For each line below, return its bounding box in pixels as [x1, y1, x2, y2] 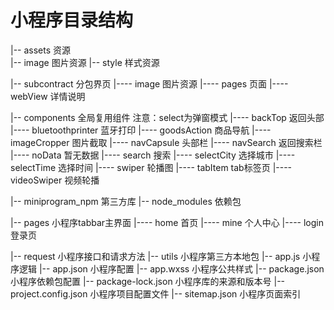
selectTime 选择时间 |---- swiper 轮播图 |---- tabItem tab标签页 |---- [10, 161, 293, 173]
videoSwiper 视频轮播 [10, 174, 100, 186]
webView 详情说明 [10, 90, 86, 102]
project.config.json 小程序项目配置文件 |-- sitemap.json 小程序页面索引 [10, 287, 302, 300]
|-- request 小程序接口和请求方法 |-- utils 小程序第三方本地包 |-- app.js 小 [10, 250, 312, 262]
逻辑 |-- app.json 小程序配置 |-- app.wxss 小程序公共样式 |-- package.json [18, 262, 325, 275]
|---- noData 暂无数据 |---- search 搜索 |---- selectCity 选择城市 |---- [10, 149, 296, 161]
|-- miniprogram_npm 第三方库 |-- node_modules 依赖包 [10, 195, 242, 207]
